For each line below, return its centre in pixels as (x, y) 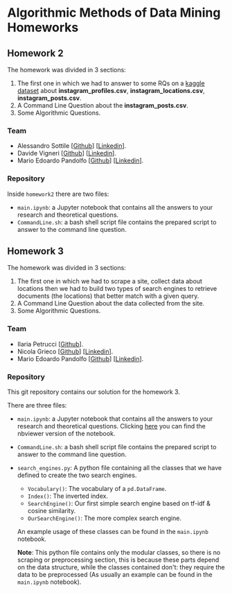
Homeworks (43, 27)
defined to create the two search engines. (77, 475)
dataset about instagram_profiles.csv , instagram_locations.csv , (111, 91)
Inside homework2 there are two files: (58, 194)
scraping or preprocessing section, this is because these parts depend (118, 560)
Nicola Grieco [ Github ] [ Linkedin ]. (65, 351)
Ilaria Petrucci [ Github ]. (50, 344)
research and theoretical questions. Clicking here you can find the (111, 426)
